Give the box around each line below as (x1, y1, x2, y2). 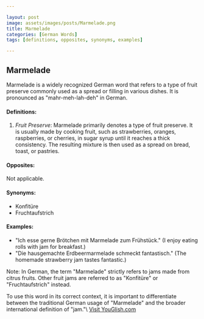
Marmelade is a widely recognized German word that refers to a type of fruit (6, 81, 198, 88)
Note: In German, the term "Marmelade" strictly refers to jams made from (6, 268, 190, 275)
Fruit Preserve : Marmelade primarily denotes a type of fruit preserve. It (15, 121, 193, 129)
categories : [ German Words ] (6, 31, 78, 37)
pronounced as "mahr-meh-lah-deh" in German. (6, 94, 128, 101)
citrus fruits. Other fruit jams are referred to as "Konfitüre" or (6, 274, 158, 281)
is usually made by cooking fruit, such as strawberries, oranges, (15, 128, 177, 135)
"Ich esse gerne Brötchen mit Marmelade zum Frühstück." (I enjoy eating (15, 236, 198, 244)
